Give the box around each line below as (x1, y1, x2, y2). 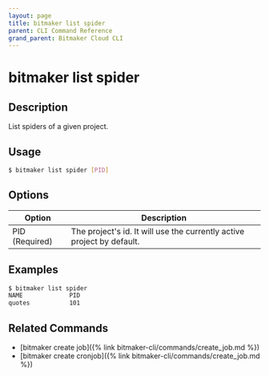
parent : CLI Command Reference (8, 26, 113, 34)
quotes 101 (8, 299, 81, 307)
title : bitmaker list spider (8, 19, 106, 27)
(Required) (12, 236, 53, 247)
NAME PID (8, 292, 81, 300)
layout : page (8, 11, 52, 20)
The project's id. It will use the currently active (70, 225, 245, 237)
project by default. (70, 236, 140, 247)
